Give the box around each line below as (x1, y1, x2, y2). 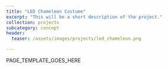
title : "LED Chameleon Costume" (6, 8, 86, 15)
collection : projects (6, 19, 60, 25)
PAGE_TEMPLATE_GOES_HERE (6, 57, 81, 64)
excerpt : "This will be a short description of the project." (6, 14, 163, 20)
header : (6, 30, 25, 36)
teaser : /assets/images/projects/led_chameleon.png (11, 36, 142, 42)
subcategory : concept (6, 25, 60, 31)
